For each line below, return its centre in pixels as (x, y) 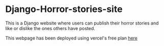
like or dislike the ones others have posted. (50, 28)
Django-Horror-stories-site (64, 9)
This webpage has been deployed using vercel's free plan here (71, 38)
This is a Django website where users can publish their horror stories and (82, 23)
